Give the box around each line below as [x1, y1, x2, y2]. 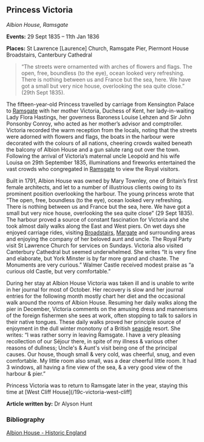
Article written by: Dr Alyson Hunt [6, 400, 93, 407]
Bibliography [6, 415, 45, 424]
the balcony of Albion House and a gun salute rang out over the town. [6, 146, 180, 153]
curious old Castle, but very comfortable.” [6, 267, 111, 275]
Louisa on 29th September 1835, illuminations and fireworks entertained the [6, 158, 196, 166]
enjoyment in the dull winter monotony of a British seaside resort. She [6, 324, 181, 332]
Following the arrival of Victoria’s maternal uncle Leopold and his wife [6, 152, 180, 160]
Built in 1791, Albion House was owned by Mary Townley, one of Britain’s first [6, 177, 198, 184]
